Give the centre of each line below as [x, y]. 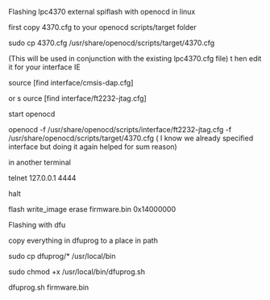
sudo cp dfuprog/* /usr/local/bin [62, 256]
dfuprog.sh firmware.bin [49, 287]
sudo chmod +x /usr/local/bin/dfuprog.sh [77, 272]
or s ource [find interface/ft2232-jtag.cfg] [77, 98]
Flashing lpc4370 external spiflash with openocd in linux [102, 12]
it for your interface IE [44, 67]
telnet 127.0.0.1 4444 [42, 178]
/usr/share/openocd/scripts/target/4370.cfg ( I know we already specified [131, 138]
